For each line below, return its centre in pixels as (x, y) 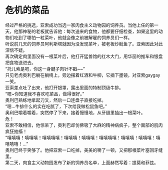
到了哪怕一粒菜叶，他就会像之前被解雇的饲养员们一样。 (75, 37)
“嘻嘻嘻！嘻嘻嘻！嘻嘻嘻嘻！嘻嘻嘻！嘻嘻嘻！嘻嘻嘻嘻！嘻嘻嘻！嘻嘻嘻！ (81, 137)
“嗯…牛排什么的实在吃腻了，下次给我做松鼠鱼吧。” (56, 106)
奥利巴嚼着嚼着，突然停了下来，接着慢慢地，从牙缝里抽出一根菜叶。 (75, 112)
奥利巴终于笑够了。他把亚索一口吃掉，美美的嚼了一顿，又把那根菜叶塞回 (79, 150)
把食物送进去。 (20, 62)
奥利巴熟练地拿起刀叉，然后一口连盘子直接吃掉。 (55, 100)
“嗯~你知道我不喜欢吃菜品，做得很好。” (45, 93)
